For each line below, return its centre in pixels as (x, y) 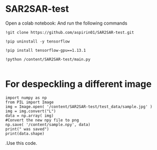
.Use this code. (21, 143)
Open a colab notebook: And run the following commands (66, 23)
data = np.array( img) (30, 116)
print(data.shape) (25, 134)
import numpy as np (26, 98)
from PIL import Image (30, 102)
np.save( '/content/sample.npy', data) (48, 124)
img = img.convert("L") (31, 111)
